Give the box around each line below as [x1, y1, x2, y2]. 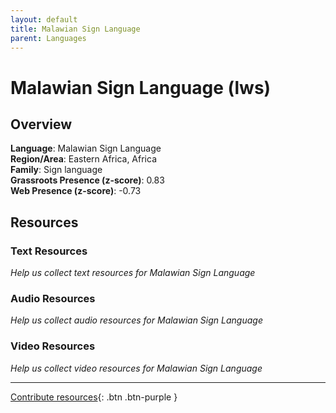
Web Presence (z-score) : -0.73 [10, 185, 142, 197]
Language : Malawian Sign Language [10, 142, 162, 155]
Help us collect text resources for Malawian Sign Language [10, 267, 256, 279]
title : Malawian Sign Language [10, 24, 141, 34]
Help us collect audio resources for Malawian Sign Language [10, 314, 263, 326]
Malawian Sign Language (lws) [10, 76, 272, 99]
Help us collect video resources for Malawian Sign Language [10, 362, 263, 374]
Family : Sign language [10, 164, 103, 176]
